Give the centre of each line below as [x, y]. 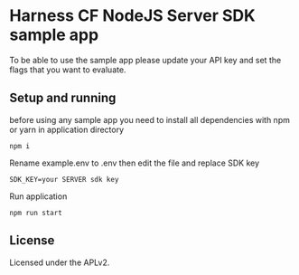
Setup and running [63, 98]
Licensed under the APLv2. [60, 262]
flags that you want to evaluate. [68, 70]
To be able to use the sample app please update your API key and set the [145, 60]
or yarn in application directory [67, 129]
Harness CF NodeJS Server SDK [132, 16]
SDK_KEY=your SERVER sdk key [64, 179]
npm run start [36, 213]
